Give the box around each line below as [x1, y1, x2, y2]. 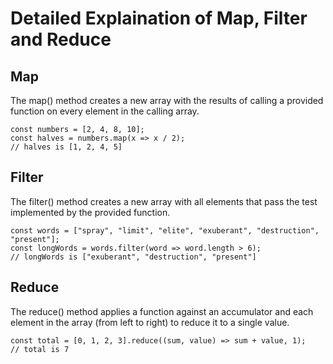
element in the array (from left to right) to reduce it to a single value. [10, 316, 290, 328]
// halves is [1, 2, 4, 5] [10, 142, 123, 152]
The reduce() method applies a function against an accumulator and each [10, 305, 314, 317]
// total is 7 [10, 344, 70, 354]
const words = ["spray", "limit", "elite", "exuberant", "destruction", [10, 225, 320, 236]
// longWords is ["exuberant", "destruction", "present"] [10, 252, 257, 262]
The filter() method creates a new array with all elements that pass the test [10, 195, 318, 207]
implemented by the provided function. [10, 206, 171, 218]
